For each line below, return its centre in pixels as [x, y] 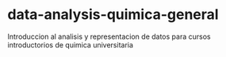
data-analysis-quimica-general [113, 15]
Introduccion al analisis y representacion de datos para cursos [109, 36]
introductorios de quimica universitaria [71, 44]
